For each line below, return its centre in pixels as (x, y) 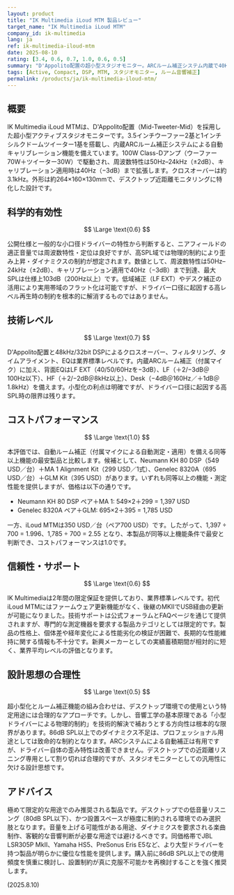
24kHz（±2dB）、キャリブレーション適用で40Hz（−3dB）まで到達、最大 (111, 270)
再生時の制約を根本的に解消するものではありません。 (95, 296)
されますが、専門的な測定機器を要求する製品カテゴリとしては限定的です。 (114, 624)
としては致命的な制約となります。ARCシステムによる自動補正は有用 (110, 741)
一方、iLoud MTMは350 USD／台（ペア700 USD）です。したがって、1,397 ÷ (117, 525)
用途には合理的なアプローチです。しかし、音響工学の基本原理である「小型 (119, 715)
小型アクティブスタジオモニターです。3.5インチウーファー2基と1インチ (120, 136)
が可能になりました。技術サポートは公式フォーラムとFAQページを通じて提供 (117, 616)
